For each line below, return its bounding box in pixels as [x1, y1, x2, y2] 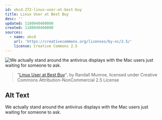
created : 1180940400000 [5, 25, 54, 30]
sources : [5, 30, 23, 35]
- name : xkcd [9, 35, 36, 40]
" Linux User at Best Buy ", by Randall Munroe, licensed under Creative [17, 72, 158, 77]
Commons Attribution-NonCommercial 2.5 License [17, 77, 119, 83]
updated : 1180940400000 [5, 21, 54, 26]
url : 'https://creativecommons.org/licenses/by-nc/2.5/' [14, 39, 133, 44]
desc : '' [5, 16, 23, 21]
